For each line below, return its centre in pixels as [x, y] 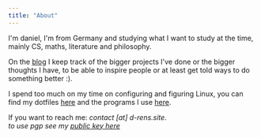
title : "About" [33, 15]
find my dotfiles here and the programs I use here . [90, 102]
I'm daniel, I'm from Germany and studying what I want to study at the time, [131, 38]
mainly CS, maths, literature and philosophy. [80, 46]
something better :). [40, 78]
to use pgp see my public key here [64, 125]
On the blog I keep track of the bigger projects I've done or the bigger [122, 62]
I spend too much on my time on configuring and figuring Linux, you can [126, 93]
